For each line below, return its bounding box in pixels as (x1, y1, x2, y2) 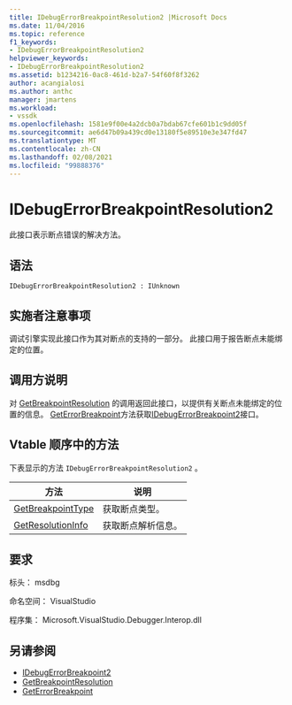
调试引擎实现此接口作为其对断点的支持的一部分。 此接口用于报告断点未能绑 (9, 333, 283, 343)
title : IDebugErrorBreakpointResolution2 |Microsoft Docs (9, 12, 227, 22)
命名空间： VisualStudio (9, 596, 96, 607)
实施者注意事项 (9, 308, 91, 323)
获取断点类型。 (102, 502, 165, 515)
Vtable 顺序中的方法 (9, 437, 119, 452)
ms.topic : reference (9, 29, 86, 38)
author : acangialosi (9, 79, 86, 88)
